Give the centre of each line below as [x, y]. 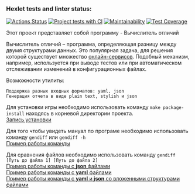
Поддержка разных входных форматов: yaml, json [65, 91]
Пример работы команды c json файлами [58, 166]
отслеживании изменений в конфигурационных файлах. [76, 69]
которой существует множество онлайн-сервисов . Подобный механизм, [98, 57]
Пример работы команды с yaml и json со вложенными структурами [93, 179]
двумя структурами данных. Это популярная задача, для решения [90, 50]
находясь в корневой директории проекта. [80, 114]
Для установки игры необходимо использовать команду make [83, 107]
